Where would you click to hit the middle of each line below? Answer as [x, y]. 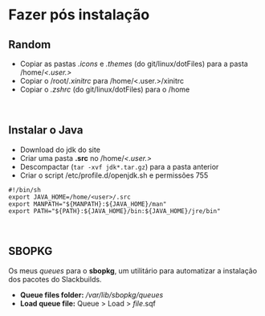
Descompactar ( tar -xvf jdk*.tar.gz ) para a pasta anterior [119, 166]
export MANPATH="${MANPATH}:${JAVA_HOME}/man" [88, 204]
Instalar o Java [46, 130]
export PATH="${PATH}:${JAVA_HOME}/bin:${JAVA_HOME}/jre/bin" [114, 211]
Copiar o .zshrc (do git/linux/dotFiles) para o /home [105, 89]
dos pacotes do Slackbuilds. [55, 279]
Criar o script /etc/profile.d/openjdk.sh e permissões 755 [114, 175]
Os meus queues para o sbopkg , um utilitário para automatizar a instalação [133, 270]
